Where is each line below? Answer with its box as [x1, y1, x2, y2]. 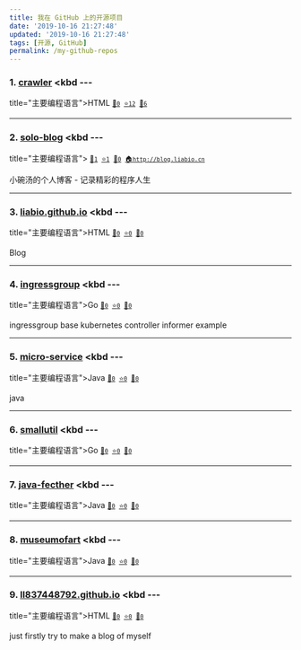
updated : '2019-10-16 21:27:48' [9, 30, 130, 39]
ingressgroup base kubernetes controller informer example [9, 320, 228, 330]
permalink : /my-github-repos [9, 47, 118, 56]
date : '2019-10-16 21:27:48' [9, 22, 118, 31]
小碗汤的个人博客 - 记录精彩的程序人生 [9, 174, 151, 185]
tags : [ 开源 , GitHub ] [9, 38, 88, 48]
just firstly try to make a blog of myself [9, 630, 152, 641]
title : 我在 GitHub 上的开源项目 [9, 13, 124, 22]
